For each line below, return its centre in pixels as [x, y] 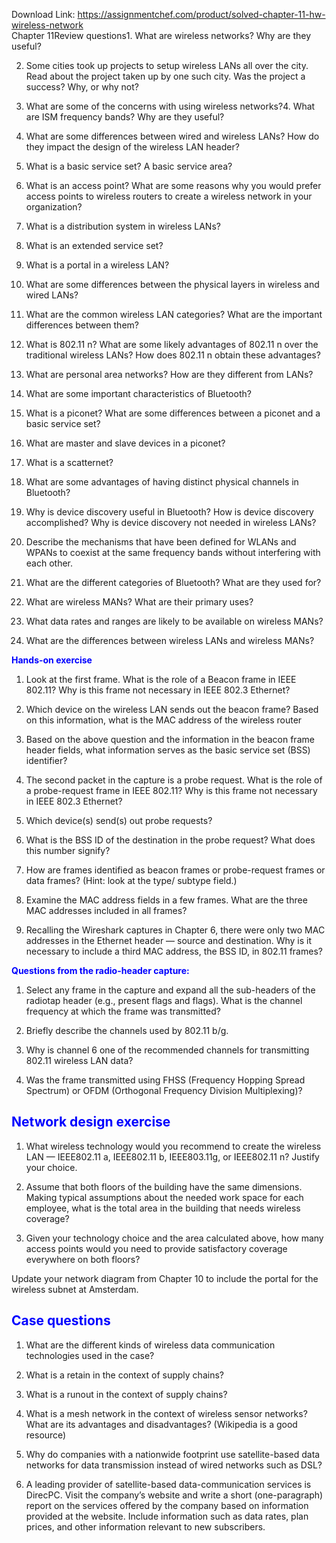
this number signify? [68, 850]
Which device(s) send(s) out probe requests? [119, 820]
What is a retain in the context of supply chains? [124, 1375]
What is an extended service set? [94, 245]
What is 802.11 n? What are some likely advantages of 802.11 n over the [172, 344]
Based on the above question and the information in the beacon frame [170, 739]
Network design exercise [91, 1122]
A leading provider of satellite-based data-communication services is [168, 1484]
